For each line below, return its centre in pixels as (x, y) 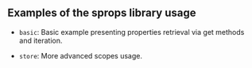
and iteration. (41, 40)
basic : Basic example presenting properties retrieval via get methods (132, 32)
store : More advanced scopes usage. (81, 55)
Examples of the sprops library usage (102, 13)
